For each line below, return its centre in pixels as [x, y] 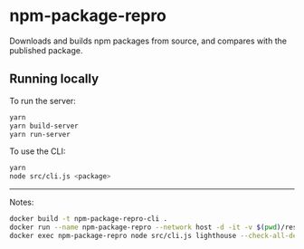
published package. [46, 50]
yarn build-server [44, 126]
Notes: [22, 202]
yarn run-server [40, 134]
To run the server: [43, 101]
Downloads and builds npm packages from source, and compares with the [148, 41]
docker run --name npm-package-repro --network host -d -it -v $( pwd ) [145, 227]
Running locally [54, 79]
